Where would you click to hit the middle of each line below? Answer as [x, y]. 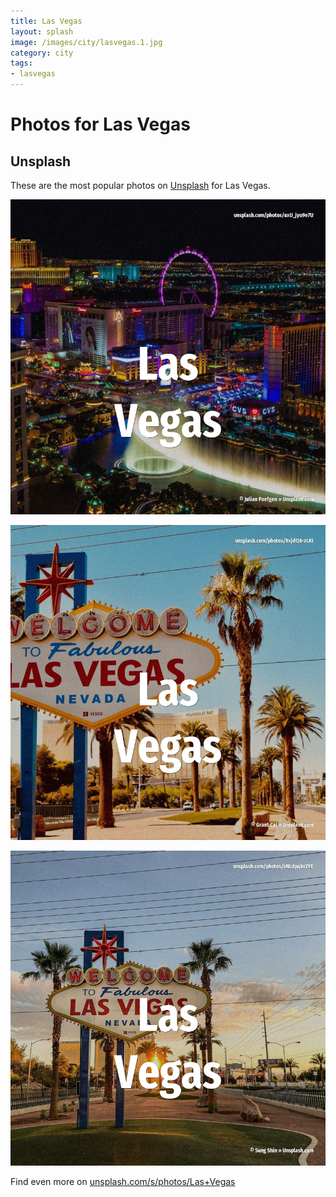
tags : [21, 63]
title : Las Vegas [46, 21]
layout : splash [42, 31]
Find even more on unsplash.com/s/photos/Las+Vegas [123, 1181]
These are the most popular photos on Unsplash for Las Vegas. [140, 185]
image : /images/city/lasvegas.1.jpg [86, 42]
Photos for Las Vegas [100, 124]
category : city [42, 53]
